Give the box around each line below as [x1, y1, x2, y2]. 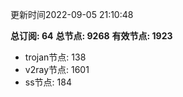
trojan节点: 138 [24, 51, 87, 63]
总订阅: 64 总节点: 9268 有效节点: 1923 [10, 30, 173, 42]
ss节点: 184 [24, 76, 72, 88]
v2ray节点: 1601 [24, 64, 90, 75]
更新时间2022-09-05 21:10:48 [10, 9, 134, 20]
